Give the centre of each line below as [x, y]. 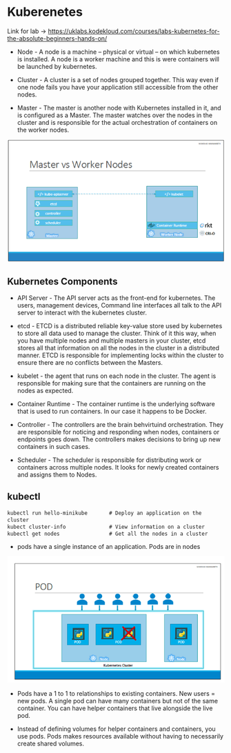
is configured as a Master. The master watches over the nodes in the [114, 115]
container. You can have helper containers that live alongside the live [115, 708]
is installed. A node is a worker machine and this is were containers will [118, 59]
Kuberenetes [45, 12]
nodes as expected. [45, 391]
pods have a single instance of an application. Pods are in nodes [109, 547]
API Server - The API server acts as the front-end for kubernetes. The [116, 298]
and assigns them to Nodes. [57, 475]
